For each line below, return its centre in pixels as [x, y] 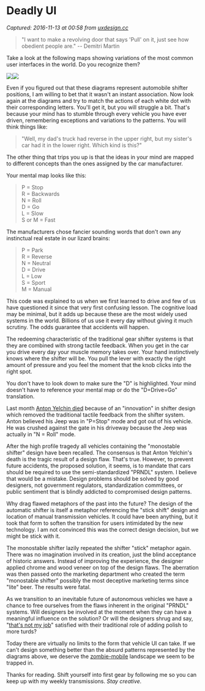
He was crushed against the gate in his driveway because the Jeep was [97, 428]
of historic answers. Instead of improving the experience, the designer [95, 561]
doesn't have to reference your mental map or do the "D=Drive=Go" [92, 390]
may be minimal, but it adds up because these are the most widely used [97, 314]
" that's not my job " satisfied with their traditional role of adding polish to [97, 625]
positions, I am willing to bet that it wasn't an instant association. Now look [100, 94]
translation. [20, 396]
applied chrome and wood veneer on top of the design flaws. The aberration [102, 567]
